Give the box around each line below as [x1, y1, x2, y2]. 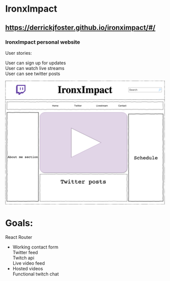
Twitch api [12, 255, 34, 261]
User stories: [5, 50, 32, 56]
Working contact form [12, 244, 59, 250]
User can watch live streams [5, 65, 65, 71]
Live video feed [12, 260, 45, 266]
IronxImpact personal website [5, 39, 80, 46]
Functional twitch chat [12, 271, 59, 277]
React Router [5, 234, 32, 240]
